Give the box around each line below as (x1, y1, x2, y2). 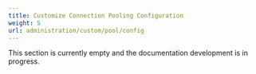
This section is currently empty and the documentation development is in (8, 49, 249, 58)
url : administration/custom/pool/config (8, 26, 145, 34)
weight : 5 (8, 19, 41, 27)
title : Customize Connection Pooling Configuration (8, 11, 183, 20)
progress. (8, 56, 40, 66)
